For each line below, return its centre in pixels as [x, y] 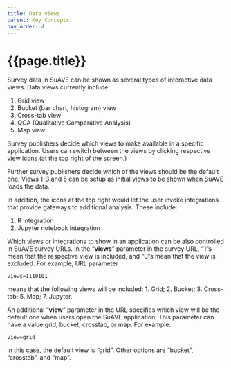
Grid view [31, 100]
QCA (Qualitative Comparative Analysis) [74, 123]
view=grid [21, 338]
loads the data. [28, 186]
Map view [31, 130]
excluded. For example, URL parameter [63, 263]
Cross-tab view [39, 116]
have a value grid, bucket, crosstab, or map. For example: [89, 325]
